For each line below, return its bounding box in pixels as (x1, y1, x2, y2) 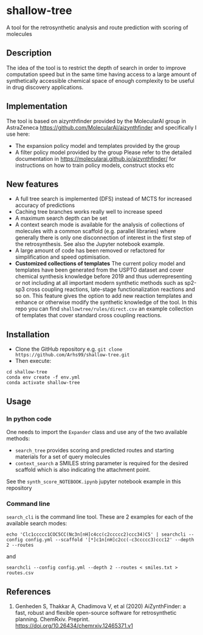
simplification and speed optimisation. (15, 253, 111, 261)
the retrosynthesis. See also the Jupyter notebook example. (15, 240, 165, 248)
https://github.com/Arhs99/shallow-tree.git (15, 352, 130, 358)
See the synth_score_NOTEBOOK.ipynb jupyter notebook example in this (6, 477, 181, 485)
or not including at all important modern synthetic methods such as (15, 279, 184, 287)
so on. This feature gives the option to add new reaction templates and (15, 292, 193, 300)
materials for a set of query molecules (15, 453, 111, 460)
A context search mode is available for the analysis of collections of (15, 221, 185, 228)
